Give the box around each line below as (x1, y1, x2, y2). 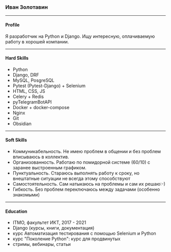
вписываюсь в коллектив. (12, 154, 70, 160)
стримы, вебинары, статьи (12, 241, 71, 247)
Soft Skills (5, 137, 27, 143)
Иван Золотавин (5, 4, 48, 11)
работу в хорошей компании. (5, 38, 69, 44)
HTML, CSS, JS (12, 88, 45, 94)
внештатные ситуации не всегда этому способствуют (12, 175, 131, 182)
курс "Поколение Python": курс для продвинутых (12, 236, 121, 242)
